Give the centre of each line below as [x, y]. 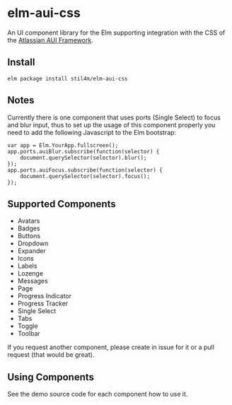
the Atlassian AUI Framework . [50, 40]
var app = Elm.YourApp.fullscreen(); [63, 145]
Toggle [28, 326]
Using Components [51, 377]
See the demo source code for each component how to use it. [98, 394]
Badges [29, 228]
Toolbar [29, 334]
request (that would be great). [51, 355]
